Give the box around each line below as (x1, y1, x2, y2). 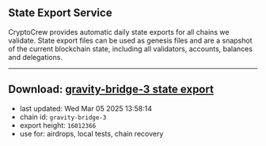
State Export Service (8, 6, 112, 20)
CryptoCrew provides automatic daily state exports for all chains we (8, 27, 230, 36)
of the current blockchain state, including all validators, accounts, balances (8, 43, 253, 54)
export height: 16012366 (19, 120, 97, 129)
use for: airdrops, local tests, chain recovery (19, 129, 164, 138)
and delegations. (8, 52, 63, 62)
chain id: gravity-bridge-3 (19, 112, 107, 122)
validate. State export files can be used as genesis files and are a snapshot (8, 36, 253, 45)
